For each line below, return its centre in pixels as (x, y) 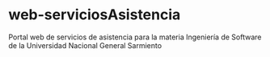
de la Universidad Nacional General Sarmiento (85, 45)
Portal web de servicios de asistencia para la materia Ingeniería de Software (135, 37)
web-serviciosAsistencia (95, 15)
